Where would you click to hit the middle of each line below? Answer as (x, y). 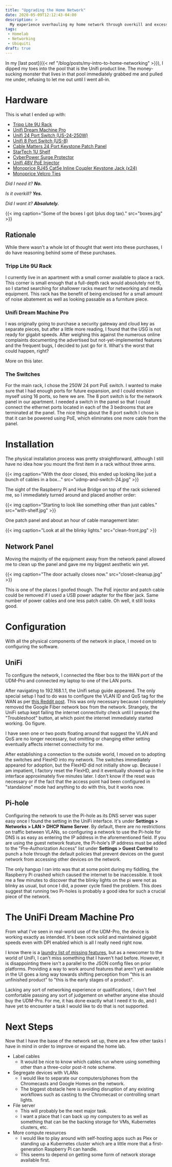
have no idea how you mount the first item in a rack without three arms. (81, 464)
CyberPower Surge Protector (43, 157)
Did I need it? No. (24, 184)
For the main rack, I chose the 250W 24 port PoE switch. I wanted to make (84, 386)
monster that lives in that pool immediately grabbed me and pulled (93, 74)
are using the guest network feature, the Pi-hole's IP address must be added (86, 843)
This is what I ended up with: (36, 114)
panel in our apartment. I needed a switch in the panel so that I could (78, 402)
